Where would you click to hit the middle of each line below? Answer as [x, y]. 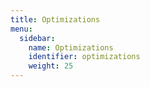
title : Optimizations [55, 19]
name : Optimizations [71, 47]
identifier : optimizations [84, 57]
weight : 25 [51, 66]
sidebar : [37, 38]
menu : [21, 29]
